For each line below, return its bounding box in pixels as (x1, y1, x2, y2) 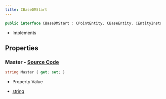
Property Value (12, 79, 43, 85)
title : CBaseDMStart (5, 7, 48, 12)
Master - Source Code (5, 59, 59, 66)
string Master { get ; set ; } (5, 70, 65, 75)
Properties (5, 44, 39, 52)
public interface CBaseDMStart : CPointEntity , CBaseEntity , (5, 21, 134, 26)
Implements (12, 30, 37, 35)
